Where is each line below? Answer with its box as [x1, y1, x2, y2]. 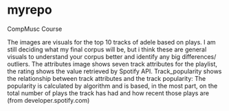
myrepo [7, 2, 53, 18]
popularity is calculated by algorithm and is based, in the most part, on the [7, 82, 218, 90]
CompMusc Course [7, 25, 63, 33]
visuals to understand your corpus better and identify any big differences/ [7, 52, 217, 60]
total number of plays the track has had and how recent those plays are [7, 88, 210, 97]
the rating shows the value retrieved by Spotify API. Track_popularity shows [7, 67, 222, 75]
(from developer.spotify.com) [7, 96, 90, 104]
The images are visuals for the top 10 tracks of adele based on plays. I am [7, 38, 216, 46]
